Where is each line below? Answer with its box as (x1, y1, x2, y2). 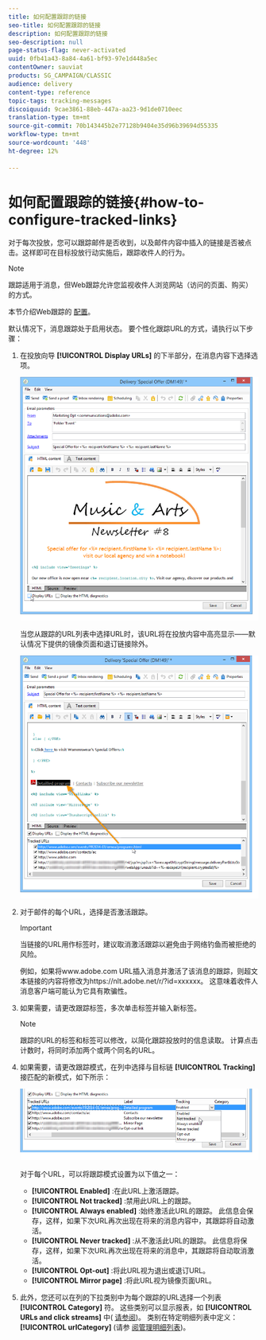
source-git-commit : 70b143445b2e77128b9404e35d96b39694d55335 (8, 122, 218, 130)
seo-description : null (8, 38, 83, 46)
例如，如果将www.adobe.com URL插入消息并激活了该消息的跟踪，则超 (19, 966, 252, 976)
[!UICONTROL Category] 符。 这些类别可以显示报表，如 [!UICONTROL (19, 1302, 253, 1312)
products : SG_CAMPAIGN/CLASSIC (8, 72, 112, 80)
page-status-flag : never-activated (8, 46, 126, 55)
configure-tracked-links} (8, 211, 178, 228)
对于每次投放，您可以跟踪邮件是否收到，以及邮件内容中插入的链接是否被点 (8, 238, 252, 247)
